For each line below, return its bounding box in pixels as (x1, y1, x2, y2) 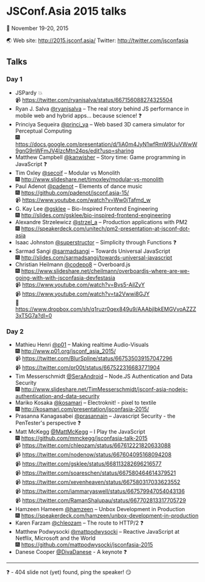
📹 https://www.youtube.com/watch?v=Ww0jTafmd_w (15, 196, 151, 203)
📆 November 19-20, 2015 (6, 24, 69, 32)
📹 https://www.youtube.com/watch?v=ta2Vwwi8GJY (15, 290, 150, 297)
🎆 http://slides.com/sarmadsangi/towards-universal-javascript (15, 253, 173, 261)
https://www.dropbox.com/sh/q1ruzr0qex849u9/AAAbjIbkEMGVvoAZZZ (15, 305, 196, 313)
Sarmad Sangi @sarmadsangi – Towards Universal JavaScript (15, 247, 171, 255)
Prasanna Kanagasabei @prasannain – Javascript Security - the (15, 412, 176, 420)
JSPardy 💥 (15, 89, 43, 96)
